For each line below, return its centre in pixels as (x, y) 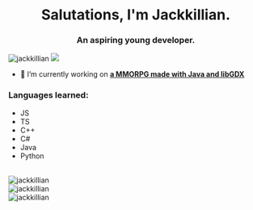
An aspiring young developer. (136, 40)
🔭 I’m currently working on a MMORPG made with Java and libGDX (132, 74)
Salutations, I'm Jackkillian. (135, 15)
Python (32, 156)
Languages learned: (48, 95)
